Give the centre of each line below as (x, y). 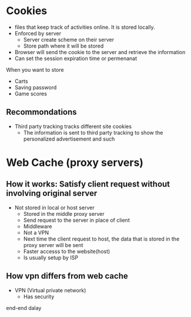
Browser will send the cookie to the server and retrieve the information (100, 52)
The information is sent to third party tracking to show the (93, 132)
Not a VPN (36, 232)
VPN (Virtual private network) (50, 290)
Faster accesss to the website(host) (67, 251)
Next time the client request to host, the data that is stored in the (101, 239)
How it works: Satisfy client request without (88, 184)
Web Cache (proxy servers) (75, 162)
